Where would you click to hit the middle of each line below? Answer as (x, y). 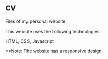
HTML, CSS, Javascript (30, 41)
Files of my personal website (35, 21)
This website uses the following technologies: (53, 31)
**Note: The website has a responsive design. (54, 51)
